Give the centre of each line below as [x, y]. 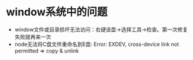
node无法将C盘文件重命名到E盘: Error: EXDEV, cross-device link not [97, 44]
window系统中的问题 [57, 12]
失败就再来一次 [33, 36]
